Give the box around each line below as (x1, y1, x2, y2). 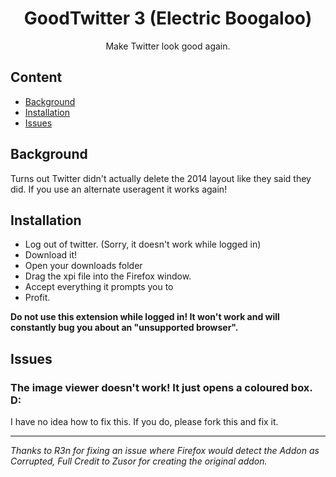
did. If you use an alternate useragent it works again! (10, 183, 228, 195)
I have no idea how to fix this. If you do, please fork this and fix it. (10, 416, 279, 428)
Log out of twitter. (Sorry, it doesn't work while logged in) (24, 238, 262, 251)
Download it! (24, 249, 78, 261)
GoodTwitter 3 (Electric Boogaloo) (23, 7, 313, 30)
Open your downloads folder (24, 260, 143, 272)
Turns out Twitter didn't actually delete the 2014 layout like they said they (10, 172, 312, 184)
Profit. (24, 292, 51, 304)
